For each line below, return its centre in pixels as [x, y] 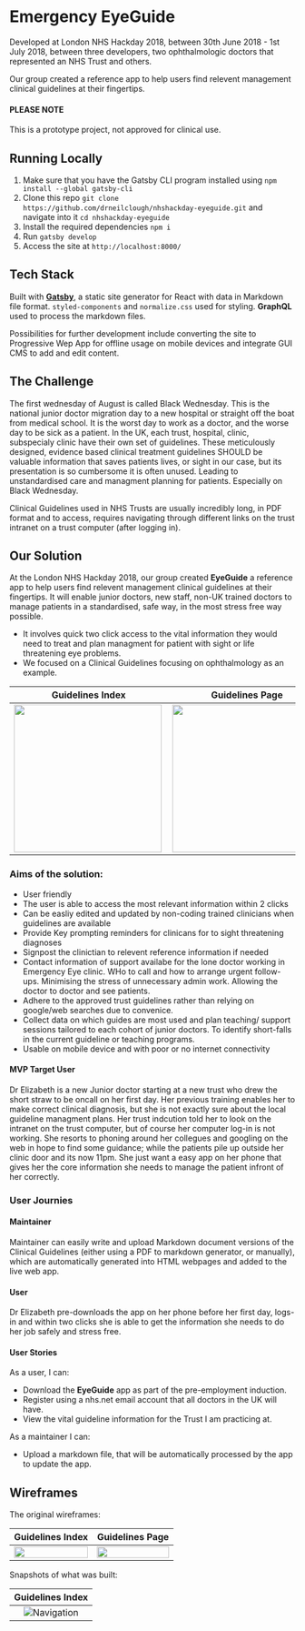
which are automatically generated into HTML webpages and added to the [148, 1262]
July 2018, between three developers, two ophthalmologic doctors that [142, 51]
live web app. [34, 1272]
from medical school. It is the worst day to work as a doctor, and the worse [149, 423]
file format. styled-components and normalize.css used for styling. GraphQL [151, 306]
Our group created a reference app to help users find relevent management [150, 78]
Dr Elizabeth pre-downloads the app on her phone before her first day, [141, 1313]
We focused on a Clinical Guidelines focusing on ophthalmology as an [153, 663]
